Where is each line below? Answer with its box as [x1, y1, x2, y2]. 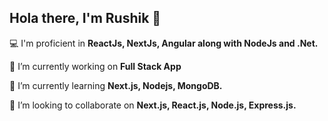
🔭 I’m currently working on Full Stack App [9, 60, 182, 72]
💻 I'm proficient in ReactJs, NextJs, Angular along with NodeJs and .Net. [9, 37, 319, 49]
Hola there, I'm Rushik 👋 [9, 10, 162, 27]
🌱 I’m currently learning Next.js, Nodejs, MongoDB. [9, 79, 223, 91]
